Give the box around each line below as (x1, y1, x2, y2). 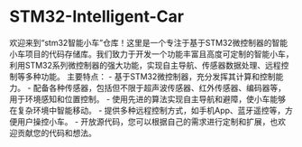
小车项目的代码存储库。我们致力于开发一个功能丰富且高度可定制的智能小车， (9, 48, 294, 60)
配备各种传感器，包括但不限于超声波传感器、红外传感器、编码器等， (32, 82, 287, 93)
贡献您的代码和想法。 (16, 127, 96, 138)
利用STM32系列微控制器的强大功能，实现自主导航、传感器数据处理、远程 (9, 60, 281, 70)
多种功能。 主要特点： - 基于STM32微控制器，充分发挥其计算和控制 (24, 70, 277, 82)
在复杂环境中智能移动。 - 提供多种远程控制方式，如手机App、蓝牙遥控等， (9, 105, 286, 115)
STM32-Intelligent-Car (9, 6, 185, 27)
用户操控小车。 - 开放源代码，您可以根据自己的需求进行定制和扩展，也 (16, 115, 279, 127)
